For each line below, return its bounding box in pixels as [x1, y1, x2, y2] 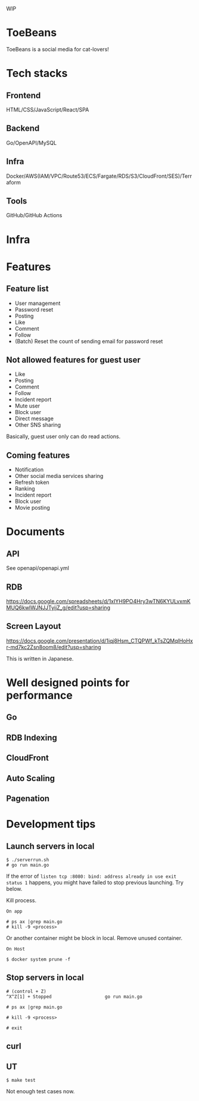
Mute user [14, 402, 41, 409]
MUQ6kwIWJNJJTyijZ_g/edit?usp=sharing [6, 604, 110, 611]
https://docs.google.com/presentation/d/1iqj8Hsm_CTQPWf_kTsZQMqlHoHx [6, 637, 194, 644]
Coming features [6, 450, 70, 460]
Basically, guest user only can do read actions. [6, 433, 121, 440]
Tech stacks [6, 67, 68, 80]
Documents [6, 525, 65, 539]
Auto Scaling [6, 773, 55, 784]
